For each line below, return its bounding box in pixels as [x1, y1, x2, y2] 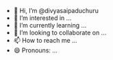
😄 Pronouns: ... [13, 46, 58, 54]
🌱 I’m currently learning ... [13, 21, 87, 29]
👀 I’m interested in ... [13, 14, 72, 22]
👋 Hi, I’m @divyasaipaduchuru [13, 7, 99, 14]
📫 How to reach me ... [13, 37, 77, 44]
